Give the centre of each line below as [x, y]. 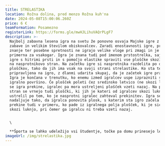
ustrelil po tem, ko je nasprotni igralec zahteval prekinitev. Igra [82, 96]
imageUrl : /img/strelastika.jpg [38, 136]
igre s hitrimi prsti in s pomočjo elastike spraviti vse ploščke [79, 60]
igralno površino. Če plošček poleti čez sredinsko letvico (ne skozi [83, 82]
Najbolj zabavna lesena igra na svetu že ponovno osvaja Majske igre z [84, 42]
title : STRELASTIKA [25, 10]
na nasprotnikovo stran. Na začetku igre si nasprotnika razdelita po [83, 64]
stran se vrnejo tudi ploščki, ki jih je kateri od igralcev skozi [80, 91]
